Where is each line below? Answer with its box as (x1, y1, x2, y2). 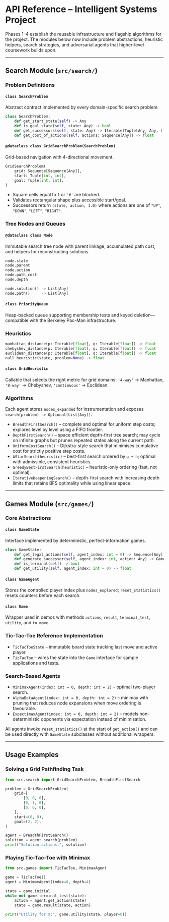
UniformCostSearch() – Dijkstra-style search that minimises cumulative (12, 443, 158, 449)
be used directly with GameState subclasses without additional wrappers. (5, 731, 155, 737)
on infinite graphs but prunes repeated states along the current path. (12, 438, 155, 444)
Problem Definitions (5, 82, 55, 89)
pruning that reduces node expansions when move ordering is (12, 700, 142, 706)
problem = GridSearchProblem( (5, 786, 69, 791)
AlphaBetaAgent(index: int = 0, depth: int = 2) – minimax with (12, 695, 148, 701)
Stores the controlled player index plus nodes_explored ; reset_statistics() (5, 587, 161, 593)
